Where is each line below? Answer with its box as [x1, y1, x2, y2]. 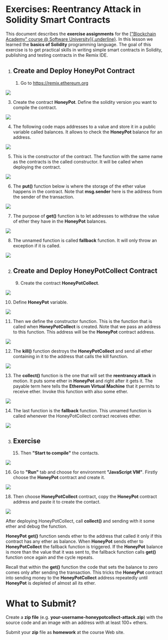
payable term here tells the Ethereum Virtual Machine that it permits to [12, 383, 160, 389]
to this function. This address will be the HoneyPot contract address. [12, 329, 155, 335]
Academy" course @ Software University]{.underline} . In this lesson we [5, 36, 153, 42]
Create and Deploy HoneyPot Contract [12, 67, 135, 75]
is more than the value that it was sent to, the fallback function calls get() [5, 549, 156, 555]
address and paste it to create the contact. [12, 499, 101, 505]
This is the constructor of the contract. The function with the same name [12, 153, 163, 159]
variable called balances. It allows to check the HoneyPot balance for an [12, 129, 162, 135]
